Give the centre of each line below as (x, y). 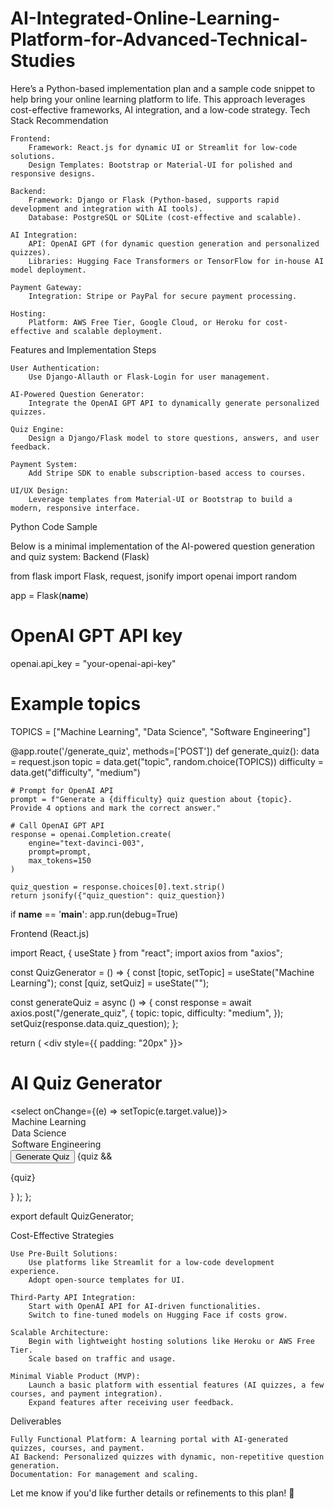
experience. (35, 1271)
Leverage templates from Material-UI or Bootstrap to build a (160, 499)
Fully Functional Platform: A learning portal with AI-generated (149, 1439)
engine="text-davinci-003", (86, 843)
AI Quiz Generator (86, 1083)
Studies (43, 61)
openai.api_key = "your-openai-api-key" (93, 663)
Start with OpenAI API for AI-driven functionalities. (145, 1306)
